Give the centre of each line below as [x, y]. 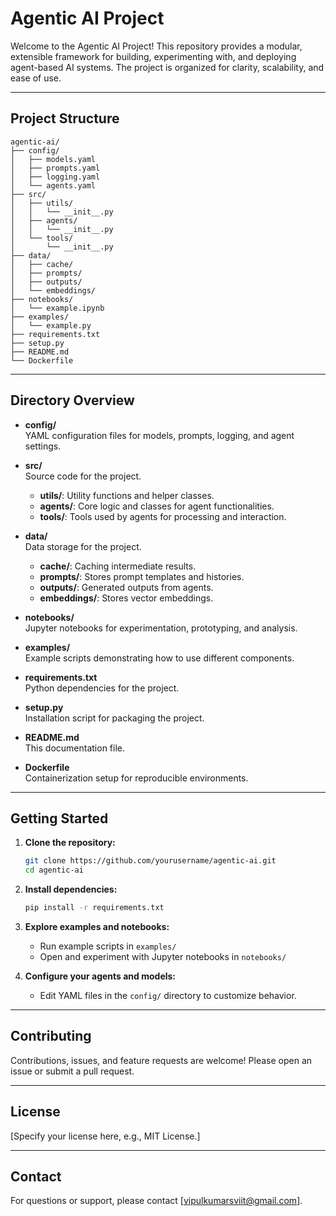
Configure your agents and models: [100, 976]
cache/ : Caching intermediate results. [118, 566]
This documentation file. [75, 748]
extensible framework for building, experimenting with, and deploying [153, 56]
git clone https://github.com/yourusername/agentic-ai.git [150, 861]
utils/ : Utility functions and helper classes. [127, 495]
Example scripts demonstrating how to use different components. [159, 658]
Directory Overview [72, 400]
